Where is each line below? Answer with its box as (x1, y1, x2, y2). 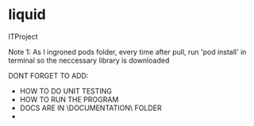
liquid (8, 6, 46, 24)
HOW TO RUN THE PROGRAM (19, 94, 119, 104)
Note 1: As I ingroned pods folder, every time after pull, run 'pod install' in (8, 47, 247, 56)
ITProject (8, 32, 38, 41)
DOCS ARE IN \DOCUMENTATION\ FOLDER (19, 103, 162, 113)
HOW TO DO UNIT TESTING (19, 86, 113, 96)
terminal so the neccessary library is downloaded (8, 55, 170, 65)
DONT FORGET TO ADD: (8, 71, 89, 80)
